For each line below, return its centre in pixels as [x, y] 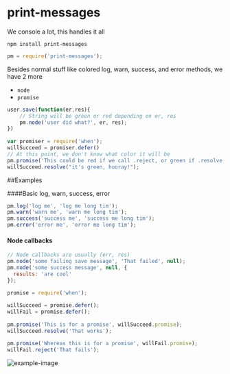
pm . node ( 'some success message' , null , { [67, 268]
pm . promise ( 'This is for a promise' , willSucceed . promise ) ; [95, 325]
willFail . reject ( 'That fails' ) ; [53, 350]
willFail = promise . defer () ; [49, 312]
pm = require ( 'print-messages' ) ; [55, 56]
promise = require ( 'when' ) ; [47, 292]
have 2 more [25, 76]
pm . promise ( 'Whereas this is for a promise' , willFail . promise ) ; [102, 343]
